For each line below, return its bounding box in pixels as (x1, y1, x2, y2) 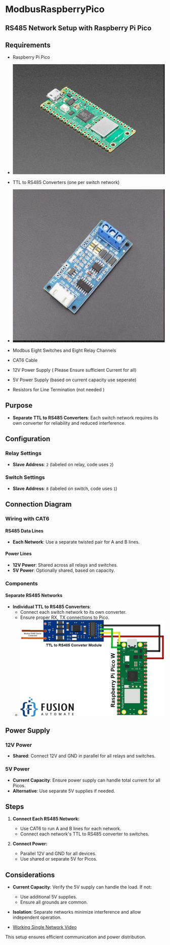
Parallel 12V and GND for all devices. (20, 850, 97, 857)
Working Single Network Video (12, 924, 77, 930)
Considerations (5, 871, 55, 879)
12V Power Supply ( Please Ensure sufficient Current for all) (12, 367, 137, 373)
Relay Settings (5, 450, 42, 457)
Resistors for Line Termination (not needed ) (12, 387, 105, 393)
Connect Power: (12, 841, 48, 847)
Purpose (5, 401, 33, 410)
